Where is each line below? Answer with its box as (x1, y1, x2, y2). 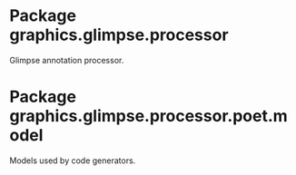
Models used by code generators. (9, 155, 136, 166)
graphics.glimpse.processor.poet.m (9, 106, 288, 127)
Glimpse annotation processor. (9, 54, 124, 65)
